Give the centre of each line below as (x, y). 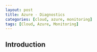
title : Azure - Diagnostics (35, 15)
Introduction (26, 44)
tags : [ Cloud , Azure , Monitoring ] (42, 24)
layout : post (19, 10)
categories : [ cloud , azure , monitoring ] (49, 19)
